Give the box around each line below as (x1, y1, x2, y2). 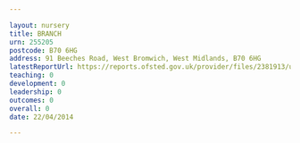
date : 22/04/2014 (9, 113, 74, 122)
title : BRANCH (9, 29, 62, 38)
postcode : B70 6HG (9, 46, 78, 55)
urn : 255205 (9, 38, 54, 46)
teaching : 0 (9, 71, 54, 80)
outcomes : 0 (9, 96, 54, 105)
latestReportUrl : (9, 63, 74, 71)
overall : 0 (9, 104, 50, 113)
